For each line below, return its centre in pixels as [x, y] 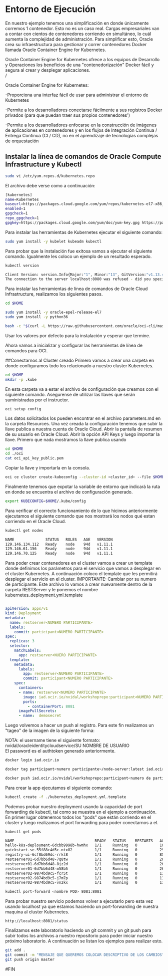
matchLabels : [28, 650]
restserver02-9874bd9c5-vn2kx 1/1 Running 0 [71, 883]
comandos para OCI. [26, 350]
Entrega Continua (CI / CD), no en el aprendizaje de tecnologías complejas [82, 135]
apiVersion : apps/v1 [27, 609]
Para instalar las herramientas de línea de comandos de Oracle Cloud [76, 289]
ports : [30, 702]
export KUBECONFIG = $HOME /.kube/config [45, 501]
